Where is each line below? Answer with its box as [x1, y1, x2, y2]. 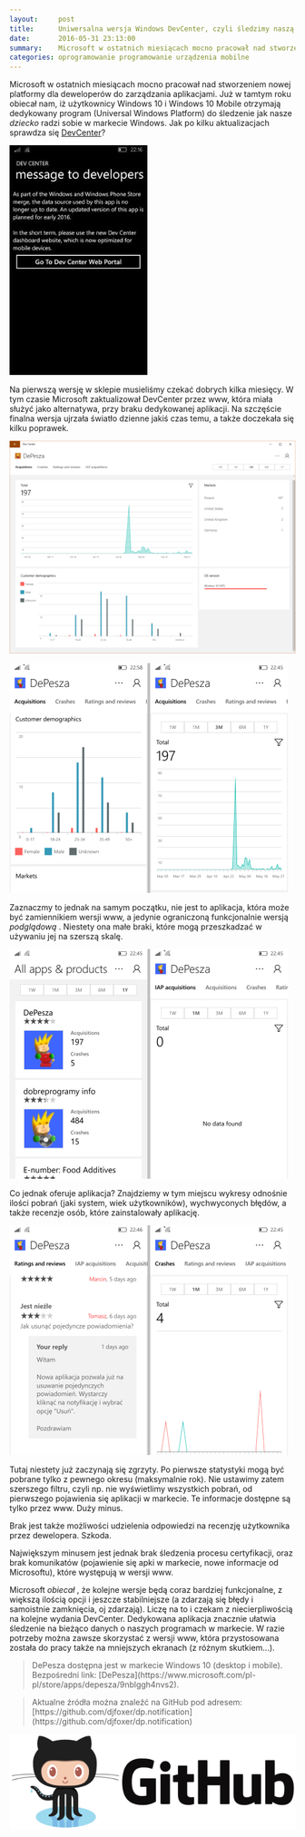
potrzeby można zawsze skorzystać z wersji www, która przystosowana [9, 1633, 280, 1644]
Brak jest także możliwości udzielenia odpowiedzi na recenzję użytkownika [9, 1520, 290, 1531]
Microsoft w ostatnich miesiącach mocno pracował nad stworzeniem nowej [9, 79, 291, 90]
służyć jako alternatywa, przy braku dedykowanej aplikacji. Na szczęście [9, 404, 282, 415]
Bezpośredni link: [31, 1670, 97, 1681]
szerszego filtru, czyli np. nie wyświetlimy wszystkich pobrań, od [9, 1484, 252, 1495]
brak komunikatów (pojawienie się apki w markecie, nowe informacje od [9, 1557, 279, 1568]
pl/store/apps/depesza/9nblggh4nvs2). [31, 1679, 180, 1690]
